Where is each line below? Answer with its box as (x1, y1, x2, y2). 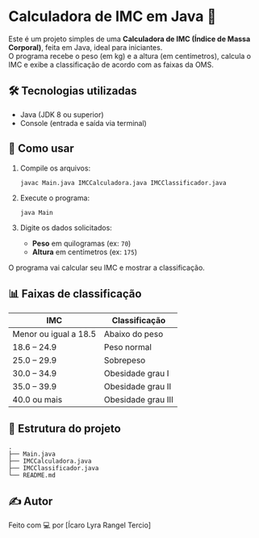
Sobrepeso (103, 355, 146, 366)
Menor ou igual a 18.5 (12, 329, 97, 340)
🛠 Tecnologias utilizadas (8, 84, 137, 98)
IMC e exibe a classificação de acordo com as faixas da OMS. (8, 60, 214, 69)
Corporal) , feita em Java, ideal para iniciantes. (8, 42, 163, 52)
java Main (19, 208, 54, 216)
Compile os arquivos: (19, 163, 91, 173)
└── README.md (8, 472, 56, 480)
